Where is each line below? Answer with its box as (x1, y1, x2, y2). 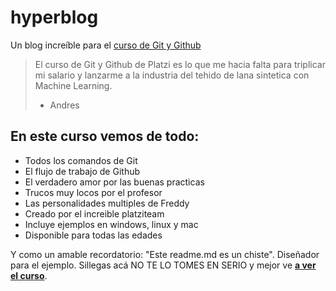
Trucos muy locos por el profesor (24, 186, 163, 198)
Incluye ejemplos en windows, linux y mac (24, 218, 199, 230)
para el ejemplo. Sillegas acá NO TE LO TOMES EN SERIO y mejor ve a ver (10, 259, 317, 271)
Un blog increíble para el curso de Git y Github (10, 39, 202, 51)
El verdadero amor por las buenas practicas (24, 176, 205, 188)
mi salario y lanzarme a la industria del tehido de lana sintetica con (34, 69, 310, 81)
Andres (49, 99, 80, 111)
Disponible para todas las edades (24, 229, 163, 241)
